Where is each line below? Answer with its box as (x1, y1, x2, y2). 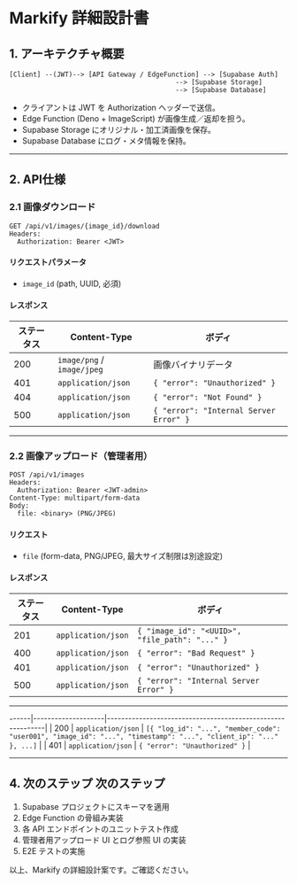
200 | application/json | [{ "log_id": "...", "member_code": (54, 723, 281, 733)
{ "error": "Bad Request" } (136, 647, 255, 658)
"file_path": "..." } (136, 634, 228, 645)
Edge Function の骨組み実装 (21, 812, 124, 823)
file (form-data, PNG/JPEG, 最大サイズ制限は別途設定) (21, 550, 224, 561)
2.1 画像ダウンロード (9, 201, 96, 213)
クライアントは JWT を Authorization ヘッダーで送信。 (21, 103, 221, 112)
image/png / (57, 353, 104, 366)
